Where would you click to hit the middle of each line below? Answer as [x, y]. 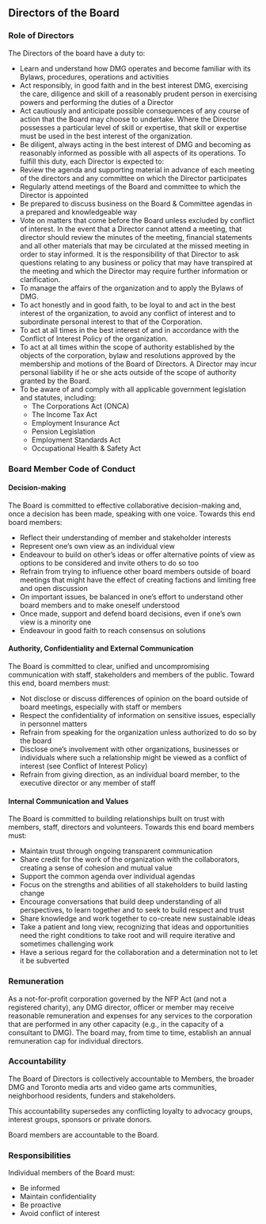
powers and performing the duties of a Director [97, 102]
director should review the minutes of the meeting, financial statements [136, 237]
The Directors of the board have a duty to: [77, 53]
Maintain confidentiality [58, 1197]
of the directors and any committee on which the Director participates [133, 178]
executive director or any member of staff [87, 783]
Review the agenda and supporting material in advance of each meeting [137, 169]
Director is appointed [54, 195]
